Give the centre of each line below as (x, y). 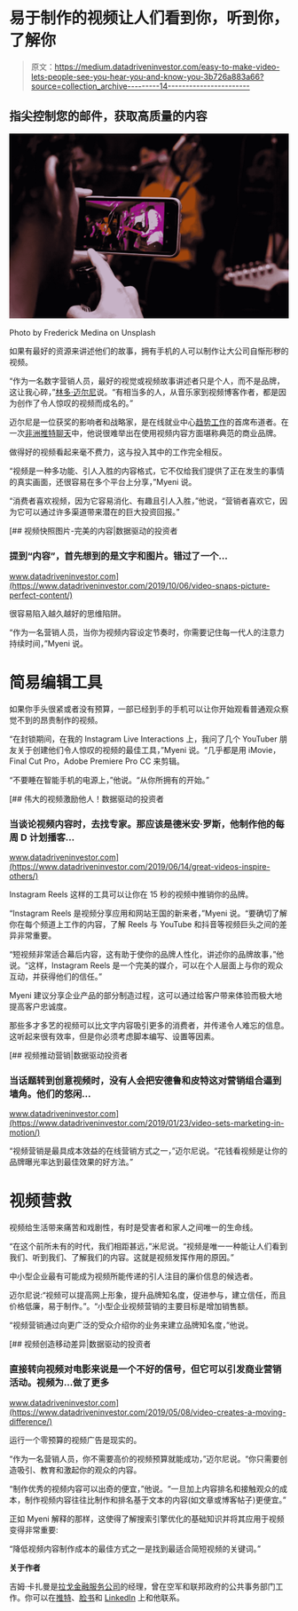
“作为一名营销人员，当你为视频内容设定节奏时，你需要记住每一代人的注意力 (147, 632)
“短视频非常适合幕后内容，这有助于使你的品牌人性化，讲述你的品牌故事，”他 (147, 954)
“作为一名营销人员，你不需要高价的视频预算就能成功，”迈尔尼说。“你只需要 (145, 1458)
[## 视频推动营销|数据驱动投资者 (69, 1055)
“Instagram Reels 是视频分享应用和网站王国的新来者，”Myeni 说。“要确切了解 (149, 913)
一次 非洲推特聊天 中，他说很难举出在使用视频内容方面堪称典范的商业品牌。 (145, 433)
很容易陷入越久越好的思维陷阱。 (67, 613)
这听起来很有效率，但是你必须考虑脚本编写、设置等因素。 (114, 1036)
